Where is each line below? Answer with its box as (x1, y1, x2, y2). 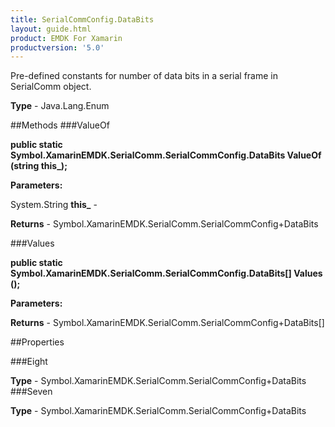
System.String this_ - (10, 199, 98, 211)
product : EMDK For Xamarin (10, 33, 123, 43)
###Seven (10, 386, 53, 398)
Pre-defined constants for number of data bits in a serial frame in (10, 70, 278, 82)
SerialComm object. (10, 81, 92, 93)
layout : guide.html (10, 24, 92, 34)
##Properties (10, 336, 65, 348)
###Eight (10, 356, 48, 368)
